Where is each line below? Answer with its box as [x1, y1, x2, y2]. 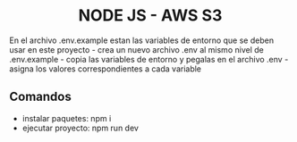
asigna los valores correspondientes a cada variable [9, 63, 202, 74]
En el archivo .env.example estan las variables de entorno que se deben [9, 35, 275, 46]
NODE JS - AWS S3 [78, 5, 223, 26]
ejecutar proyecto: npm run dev [21, 122, 139, 133]
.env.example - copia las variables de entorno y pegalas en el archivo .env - [9, 54, 289, 64]
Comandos [9, 89, 72, 104]
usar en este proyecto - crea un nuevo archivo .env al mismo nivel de [9, 44, 264, 54]
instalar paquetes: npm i [21, 113, 112, 123]
